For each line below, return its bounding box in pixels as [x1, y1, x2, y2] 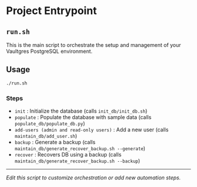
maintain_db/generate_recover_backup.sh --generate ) [14, 145, 145, 152]
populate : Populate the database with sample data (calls [14, 113, 152, 121]
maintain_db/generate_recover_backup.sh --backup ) [14, 157, 141, 164]
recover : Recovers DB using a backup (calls [14, 151, 122, 158]
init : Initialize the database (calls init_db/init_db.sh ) [14, 107, 148, 114]
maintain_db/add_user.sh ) [14, 132, 77, 139]
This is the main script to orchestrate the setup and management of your [6, 42, 181, 48]
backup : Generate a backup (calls [14, 138, 96, 145]
